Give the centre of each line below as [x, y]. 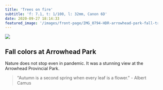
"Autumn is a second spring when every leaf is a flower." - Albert [81, 78]
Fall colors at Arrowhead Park [51, 52]
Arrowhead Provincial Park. [32, 69]
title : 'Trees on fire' [29, 9]
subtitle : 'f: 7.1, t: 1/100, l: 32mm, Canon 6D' [56, 14]
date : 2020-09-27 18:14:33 [32, 18]
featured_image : [21, 23]
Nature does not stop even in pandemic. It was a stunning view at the [74, 63]
